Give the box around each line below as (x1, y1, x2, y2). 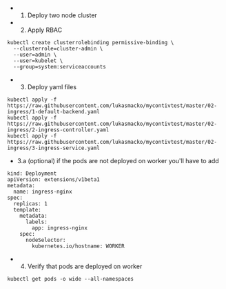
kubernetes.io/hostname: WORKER (32, 243, 125, 250)
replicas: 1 (13, 201, 48, 207)
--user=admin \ (13, 51, 57, 58)
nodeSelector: (25, 236, 67, 243)
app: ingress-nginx (32, 225, 88, 232)
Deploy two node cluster (27, 11, 98, 19)
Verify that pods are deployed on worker (27, 262, 143, 270)
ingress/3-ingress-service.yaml (7, 144, 100, 151)
